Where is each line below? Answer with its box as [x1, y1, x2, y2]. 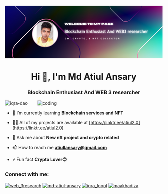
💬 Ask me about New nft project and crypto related [12, 135, 119, 141]
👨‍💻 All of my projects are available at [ [12, 120, 91, 126]
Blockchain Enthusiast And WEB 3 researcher [27, 89, 141, 96]
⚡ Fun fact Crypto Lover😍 [12, 156, 67, 163]
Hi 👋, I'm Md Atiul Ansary [31, 71, 137, 83]
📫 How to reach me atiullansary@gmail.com [12, 145, 107, 151]
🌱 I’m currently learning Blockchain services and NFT [12, 110, 124, 116]
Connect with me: [5, 171, 49, 178]
